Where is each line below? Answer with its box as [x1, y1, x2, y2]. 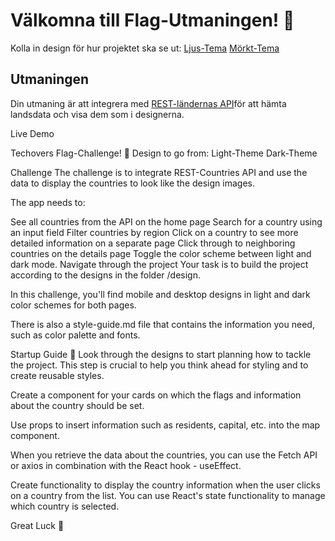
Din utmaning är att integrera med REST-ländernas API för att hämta [10, 97, 287, 109]
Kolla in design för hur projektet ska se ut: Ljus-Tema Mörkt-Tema [10, 42, 280, 54]
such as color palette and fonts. [10, 329, 141, 341]
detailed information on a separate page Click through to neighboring [10, 237, 296, 249]
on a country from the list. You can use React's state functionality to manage [10, 489, 326, 501]
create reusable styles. [10, 369, 105, 381]
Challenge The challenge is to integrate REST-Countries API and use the [10, 166, 308, 178]
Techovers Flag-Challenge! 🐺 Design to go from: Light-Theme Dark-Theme [10, 147, 318, 159]
